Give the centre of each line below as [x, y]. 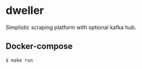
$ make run [19, 60]
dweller [25, 11]
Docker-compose [39, 46]
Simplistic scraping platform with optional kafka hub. [71, 27]
